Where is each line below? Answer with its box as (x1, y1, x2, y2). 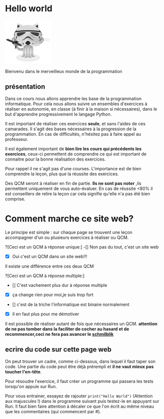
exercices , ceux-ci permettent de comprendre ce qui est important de (5, 151, 147, 157)
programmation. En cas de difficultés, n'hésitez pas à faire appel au (5, 131, 141, 137)
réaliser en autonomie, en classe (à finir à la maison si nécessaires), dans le (5, 106, 158, 112)
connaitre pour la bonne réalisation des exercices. (5, 156, 106, 162)
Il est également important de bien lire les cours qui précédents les (5, 145, 142, 152)
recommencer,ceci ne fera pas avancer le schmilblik (5, 331, 114, 337)
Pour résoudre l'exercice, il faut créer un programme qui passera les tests (5, 378, 154, 384)
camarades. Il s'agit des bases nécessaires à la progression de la (5, 126, 137, 132)
